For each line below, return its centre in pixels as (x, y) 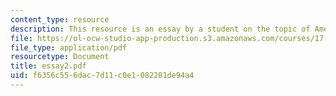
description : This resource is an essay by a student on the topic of (160, 29)
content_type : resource (60, 19)
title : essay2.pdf (48, 66)
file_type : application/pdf (69, 47)
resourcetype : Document (60, 57)
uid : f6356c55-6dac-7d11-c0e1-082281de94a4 (102, 76)
